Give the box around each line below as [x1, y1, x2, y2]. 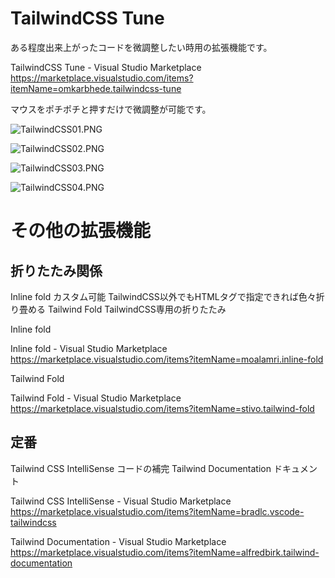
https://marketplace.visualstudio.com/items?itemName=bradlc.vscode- [10, 505, 305, 517]
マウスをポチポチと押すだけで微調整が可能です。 [10, 103, 212, 115]
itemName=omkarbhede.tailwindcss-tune [10, 82, 182, 94]
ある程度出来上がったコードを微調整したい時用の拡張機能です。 [10, 41, 273, 53]
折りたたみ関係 [10, 262, 103, 279]
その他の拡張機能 [10, 220, 152, 242]
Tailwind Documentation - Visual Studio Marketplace [10, 535, 227, 547]
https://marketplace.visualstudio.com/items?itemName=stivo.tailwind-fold [10, 402, 315, 414]
